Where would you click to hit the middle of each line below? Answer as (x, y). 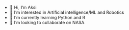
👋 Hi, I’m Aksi (23, 7)
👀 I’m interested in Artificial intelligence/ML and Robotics (67, 12)
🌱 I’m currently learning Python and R (47, 17)
